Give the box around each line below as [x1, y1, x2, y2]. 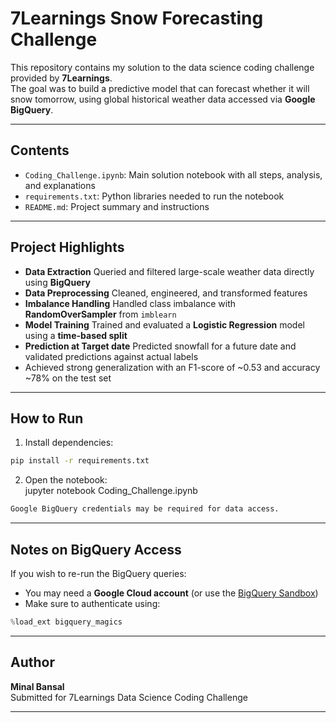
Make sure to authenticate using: [24, 597, 161, 609]
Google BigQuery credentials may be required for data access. [10, 504, 280, 514]
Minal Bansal [10, 680, 65, 692]
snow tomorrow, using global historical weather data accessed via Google [10, 93, 316, 105]
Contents [10, 142, 70, 159]
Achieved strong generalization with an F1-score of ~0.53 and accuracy [24, 361, 321, 373]
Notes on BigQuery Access [10, 541, 182, 558]
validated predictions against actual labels [24, 350, 199, 362]
